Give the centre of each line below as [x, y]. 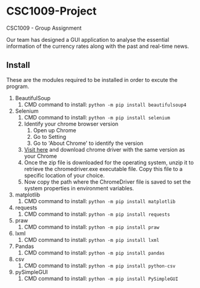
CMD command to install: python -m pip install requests [97, 214]
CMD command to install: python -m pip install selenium [97, 117]
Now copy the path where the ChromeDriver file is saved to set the [107, 182]
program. [18, 86]
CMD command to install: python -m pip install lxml [92, 239]
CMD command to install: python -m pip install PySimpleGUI [101, 278]
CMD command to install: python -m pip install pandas [94, 252]
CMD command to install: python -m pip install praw [92, 227]
